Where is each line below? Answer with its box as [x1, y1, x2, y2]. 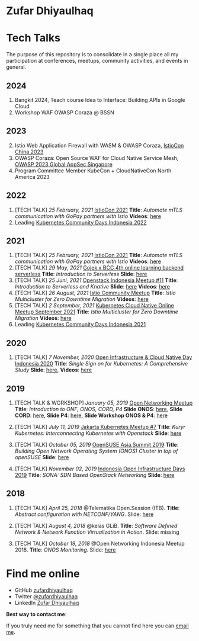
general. [6, 63, 27, 70]
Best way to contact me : [6, 610, 67, 617]
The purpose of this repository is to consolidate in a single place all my [6, 51, 179, 58]
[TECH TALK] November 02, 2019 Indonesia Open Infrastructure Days [14, 465, 185, 472]
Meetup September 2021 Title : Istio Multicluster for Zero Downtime [14, 308, 179, 315]
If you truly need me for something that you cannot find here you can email [6, 622, 189, 629]
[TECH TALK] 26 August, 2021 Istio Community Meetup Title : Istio [14, 289, 176, 297]
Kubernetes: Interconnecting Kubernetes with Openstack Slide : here [14, 430, 182, 437]
